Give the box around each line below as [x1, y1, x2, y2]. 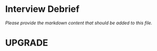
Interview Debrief [5, 3, 80, 15]
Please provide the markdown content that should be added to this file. [5, 20, 152, 26]
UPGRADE [5, 37, 49, 49]
